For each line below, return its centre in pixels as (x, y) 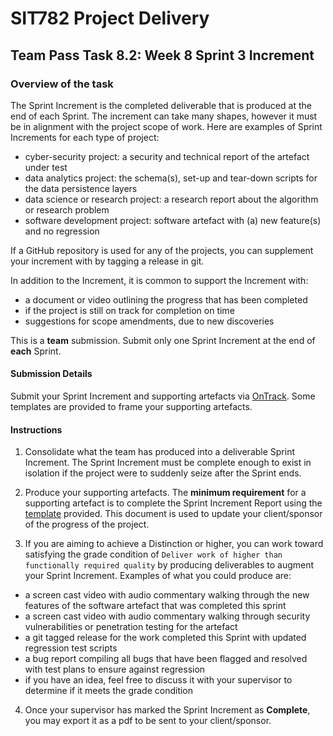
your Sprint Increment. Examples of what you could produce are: (158, 576)
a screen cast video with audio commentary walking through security (167, 616)
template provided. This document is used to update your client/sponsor (173, 514)
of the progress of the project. (87, 524)
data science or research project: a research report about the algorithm (171, 199)
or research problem (67, 209)
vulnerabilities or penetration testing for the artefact (131, 627)
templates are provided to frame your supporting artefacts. (131, 407)
